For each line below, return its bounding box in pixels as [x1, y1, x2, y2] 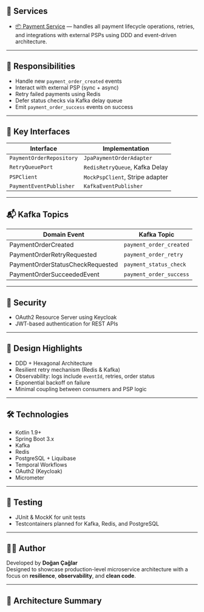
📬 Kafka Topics [6, 209, 69, 220]
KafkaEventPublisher [84, 183, 143, 190]
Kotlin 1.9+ [15, 428, 42, 436]
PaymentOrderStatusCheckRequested [9, 260, 118, 269]
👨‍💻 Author [6, 543, 46, 554]
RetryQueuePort [9, 164, 53, 171]
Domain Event [42, 231, 85, 239]
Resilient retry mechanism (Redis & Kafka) [15, 366, 120, 373]
